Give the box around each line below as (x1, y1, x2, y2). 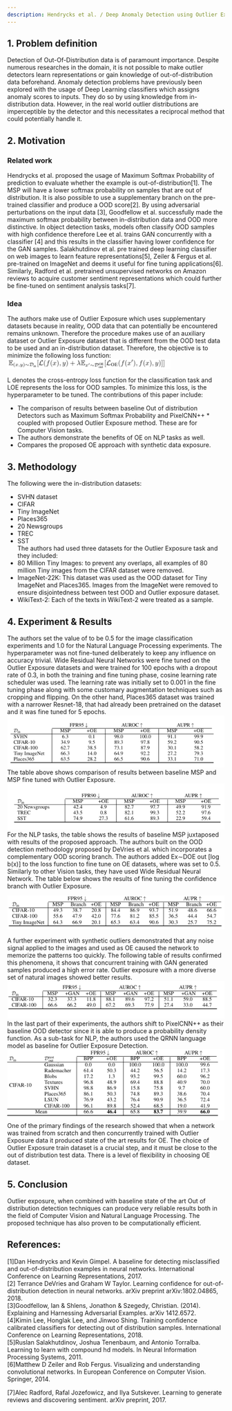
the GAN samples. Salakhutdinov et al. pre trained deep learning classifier (7, 245, 217, 253)
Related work (7, 156, 53, 165)
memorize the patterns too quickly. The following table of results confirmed (7, 952, 222, 960)
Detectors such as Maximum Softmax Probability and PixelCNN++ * (17, 412, 210, 420)
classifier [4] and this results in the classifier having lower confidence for (7, 237, 215, 246)
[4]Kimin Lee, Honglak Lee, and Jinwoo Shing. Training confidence (7, 1316, 198, 1324)
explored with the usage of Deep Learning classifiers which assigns (7, 85, 200, 93)
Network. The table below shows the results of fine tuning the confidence (7, 875, 217, 883)
